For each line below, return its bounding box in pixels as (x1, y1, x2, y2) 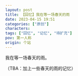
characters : (5, 26, 30, 31)
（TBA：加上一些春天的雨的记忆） (5, 65, 76, 71)
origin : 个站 (5, 40, 31, 45)
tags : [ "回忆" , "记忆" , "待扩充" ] (5, 31, 72, 36)
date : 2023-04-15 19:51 (5, 17, 55, 22)
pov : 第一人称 (5, 36, 32, 41)
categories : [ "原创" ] (5, 21, 49, 27)
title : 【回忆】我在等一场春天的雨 (5, 12, 70, 17)
